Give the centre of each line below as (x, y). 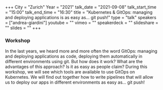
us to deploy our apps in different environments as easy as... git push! (75, 82)
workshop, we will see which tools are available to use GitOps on (70, 72)
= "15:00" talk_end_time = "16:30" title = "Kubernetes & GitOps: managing (79, 12)
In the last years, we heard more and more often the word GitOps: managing (81, 51)
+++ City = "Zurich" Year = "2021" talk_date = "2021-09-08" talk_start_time (81, 7)
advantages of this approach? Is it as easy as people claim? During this (76, 67)
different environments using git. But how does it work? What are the (74, 62)
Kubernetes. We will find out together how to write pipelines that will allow (79, 77)
